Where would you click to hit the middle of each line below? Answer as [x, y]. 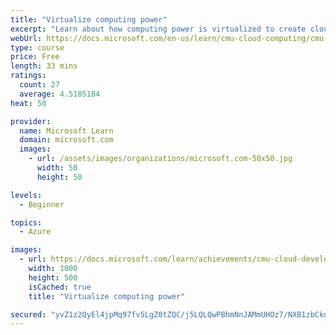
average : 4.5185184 [60, 94]
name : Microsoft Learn [66, 131]
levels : [26, 195]
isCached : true [60, 287]
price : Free [35, 57]
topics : [26, 222]
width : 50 [57, 168]
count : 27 [39, 85]
